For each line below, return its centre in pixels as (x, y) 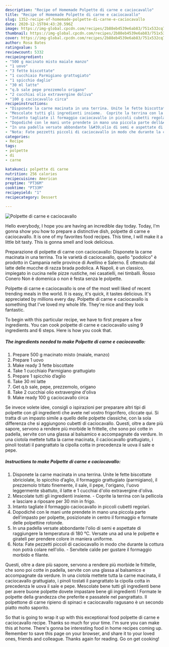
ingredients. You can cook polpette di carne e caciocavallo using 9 (74, 325)
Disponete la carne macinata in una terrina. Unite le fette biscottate (82, 474)
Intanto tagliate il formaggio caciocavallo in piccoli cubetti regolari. (81, 506)
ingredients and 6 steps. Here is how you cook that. (59, 330)
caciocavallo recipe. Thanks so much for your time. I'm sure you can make (82, 623)
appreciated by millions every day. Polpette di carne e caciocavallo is (77, 299)
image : (12, 29)
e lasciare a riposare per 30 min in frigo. (54, 501)
